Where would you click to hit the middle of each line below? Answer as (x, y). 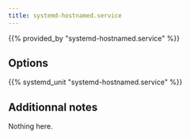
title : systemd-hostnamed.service (65, 15)
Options (28, 63)
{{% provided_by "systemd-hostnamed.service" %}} (94, 38)
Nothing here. (30, 126)
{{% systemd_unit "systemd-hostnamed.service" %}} (95, 82)
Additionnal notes (53, 107)
